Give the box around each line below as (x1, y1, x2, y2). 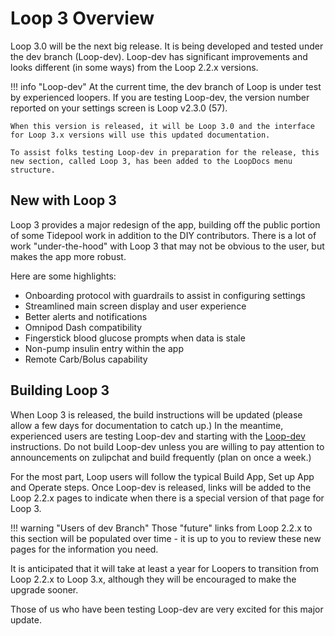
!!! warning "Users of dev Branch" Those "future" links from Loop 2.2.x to (10, 522, 313, 534)
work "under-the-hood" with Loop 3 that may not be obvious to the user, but (10, 240, 325, 252)
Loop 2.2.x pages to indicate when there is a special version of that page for (10, 492, 325, 504)
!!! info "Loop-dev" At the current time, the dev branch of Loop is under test (10, 80, 322, 92)
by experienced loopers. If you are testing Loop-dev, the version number (10, 91, 310, 103)
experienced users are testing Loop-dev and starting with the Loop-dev (10, 430, 306, 442)
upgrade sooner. (10, 583, 79, 596)
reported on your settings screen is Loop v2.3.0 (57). (10, 102, 228, 114)
